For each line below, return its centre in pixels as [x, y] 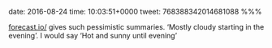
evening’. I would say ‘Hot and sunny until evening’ [93, 36]
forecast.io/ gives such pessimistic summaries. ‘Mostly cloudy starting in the [136, 27]
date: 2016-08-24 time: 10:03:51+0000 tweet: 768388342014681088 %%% [135, 12]
